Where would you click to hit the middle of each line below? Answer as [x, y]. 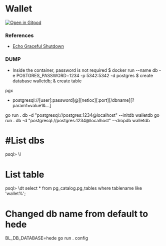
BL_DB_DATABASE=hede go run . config [47, 238]
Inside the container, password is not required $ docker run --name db [85, 70]
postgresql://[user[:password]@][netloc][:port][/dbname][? [73, 100]
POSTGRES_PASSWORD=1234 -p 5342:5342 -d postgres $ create [85, 75]
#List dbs [25, 140]
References [19, 35]
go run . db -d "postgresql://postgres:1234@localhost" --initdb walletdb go [82, 115]
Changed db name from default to [77, 214]
